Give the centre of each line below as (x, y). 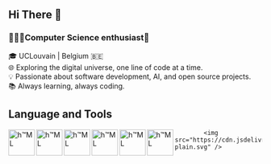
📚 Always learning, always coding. (67, 86)
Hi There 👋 (35, 15)
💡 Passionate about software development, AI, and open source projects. (130, 76)
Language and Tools (60, 115)
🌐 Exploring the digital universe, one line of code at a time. (106, 67)
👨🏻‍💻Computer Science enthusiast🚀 (79, 38)
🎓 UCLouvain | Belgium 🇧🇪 (56, 55)
